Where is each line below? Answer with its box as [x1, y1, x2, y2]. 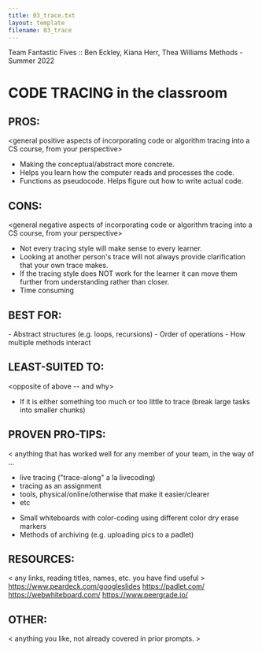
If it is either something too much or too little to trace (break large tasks [19, 396, 250, 406]
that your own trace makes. [19, 261, 109, 270]
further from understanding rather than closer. [19, 277, 170, 287]
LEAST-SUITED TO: [8, 360, 105, 374]
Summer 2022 [8, 56, 55, 65]
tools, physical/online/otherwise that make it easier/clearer [19, 489, 210, 499]
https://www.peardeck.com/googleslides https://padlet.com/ [8, 582, 205, 591]
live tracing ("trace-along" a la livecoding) [19, 472, 156, 482]
